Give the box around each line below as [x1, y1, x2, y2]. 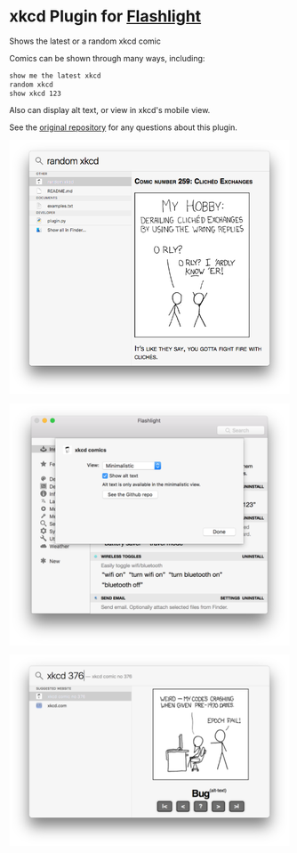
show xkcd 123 [9, 89, 62, 98]
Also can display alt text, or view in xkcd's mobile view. [9, 104, 211, 115]
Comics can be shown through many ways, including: [9, 53, 205, 63]
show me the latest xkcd [9, 71, 101, 80]
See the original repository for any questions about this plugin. [9, 122, 238, 133]
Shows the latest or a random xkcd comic [9, 36, 162, 46]
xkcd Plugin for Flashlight [9, 6, 202, 27]
